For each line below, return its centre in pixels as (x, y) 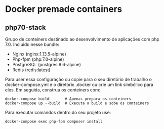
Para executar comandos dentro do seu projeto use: (58, 112)
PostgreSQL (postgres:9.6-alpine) (47, 64)
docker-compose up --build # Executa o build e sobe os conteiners (77, 103)
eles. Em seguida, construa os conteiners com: (53, 90)
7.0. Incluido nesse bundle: (32, 44)
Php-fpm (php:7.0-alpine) (38, 59)
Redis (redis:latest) (31, 70)
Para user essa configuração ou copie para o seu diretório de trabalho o (79, 79)
